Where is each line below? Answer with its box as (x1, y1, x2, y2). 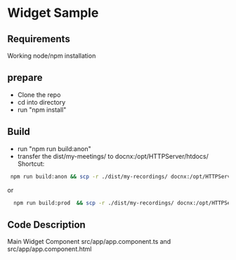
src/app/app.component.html (7, 245, 93, 254)
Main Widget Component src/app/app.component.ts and (7, 238, 171, 246)
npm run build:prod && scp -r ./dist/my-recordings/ (13, 199, 174, 207)
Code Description (7, 219, 86, 230)
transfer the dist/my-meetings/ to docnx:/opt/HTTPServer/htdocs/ (17, 152, 209, 160)
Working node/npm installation (7, 51, 96, 60)
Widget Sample (7, 5, 99, 21)
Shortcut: (17, 160, 45, 168)
